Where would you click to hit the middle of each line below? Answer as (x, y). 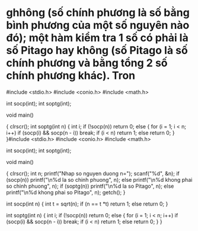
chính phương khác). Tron (71, 76)
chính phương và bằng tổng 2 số (87, 63)
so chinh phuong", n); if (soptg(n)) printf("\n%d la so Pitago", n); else (90, 186)
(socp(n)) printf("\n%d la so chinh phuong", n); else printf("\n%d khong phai (99, 179)
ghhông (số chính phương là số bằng (98, 13)
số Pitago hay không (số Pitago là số (97, 51)
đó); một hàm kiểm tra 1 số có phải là (97, 38)
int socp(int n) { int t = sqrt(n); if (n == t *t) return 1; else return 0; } (87, 204)
